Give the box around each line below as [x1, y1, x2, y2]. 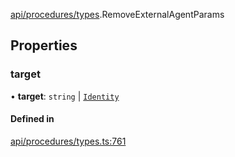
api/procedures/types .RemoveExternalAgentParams [10, 9, 225, 20]
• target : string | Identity [10, 90, 120, 102]
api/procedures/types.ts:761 [10, 135, 127, 147]
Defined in [10, 113, 55, 125]
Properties [10, 37, 78, 54]
